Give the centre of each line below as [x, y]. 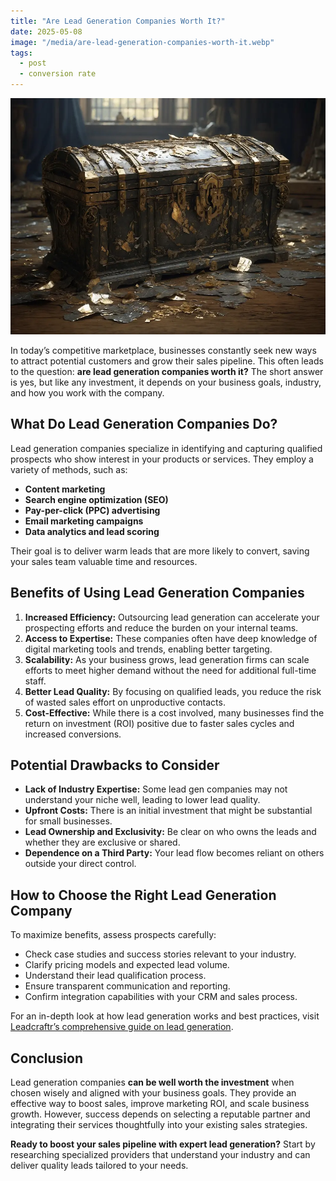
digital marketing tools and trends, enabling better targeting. [148, 649]
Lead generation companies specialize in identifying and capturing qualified [166, 448]
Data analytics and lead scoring [92, 531]
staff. [35, 681]
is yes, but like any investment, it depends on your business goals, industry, [166, 382]
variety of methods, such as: [69, 469]
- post [33, 63]
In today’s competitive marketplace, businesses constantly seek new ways [163, 350]
